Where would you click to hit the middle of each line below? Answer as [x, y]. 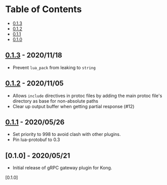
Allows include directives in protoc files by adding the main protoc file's [87, 96]
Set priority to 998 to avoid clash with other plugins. [67, 134]
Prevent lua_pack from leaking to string [54, 67]
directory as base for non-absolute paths [55, 101]
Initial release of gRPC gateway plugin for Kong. [62, 168]
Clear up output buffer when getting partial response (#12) [73, 106]
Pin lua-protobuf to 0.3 [36, 140]
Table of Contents [44, 9]
